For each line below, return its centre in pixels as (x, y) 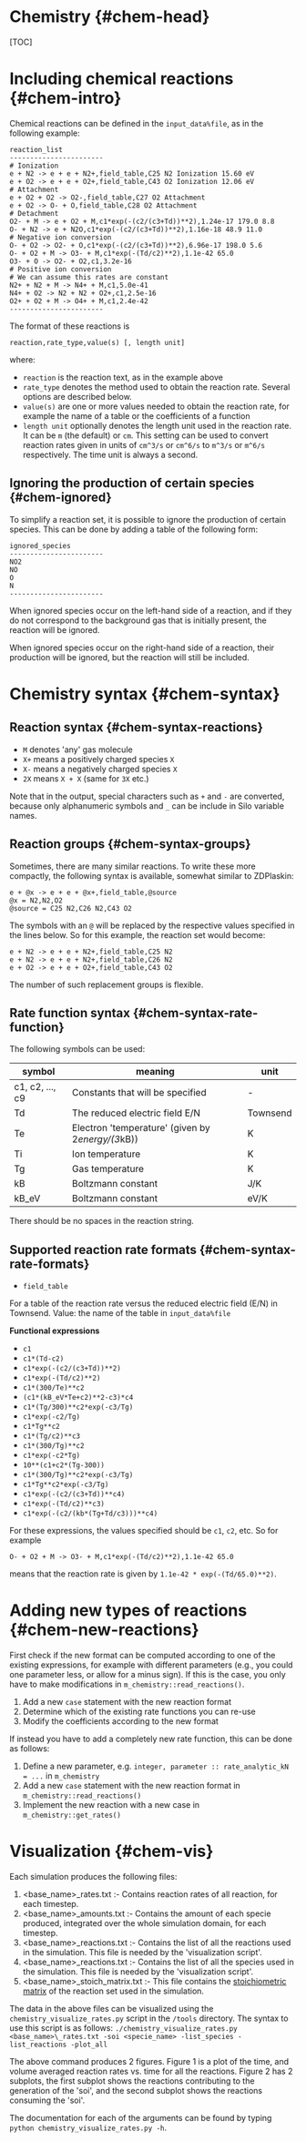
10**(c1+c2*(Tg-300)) (63, 1465)
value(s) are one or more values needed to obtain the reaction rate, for (156, 406)
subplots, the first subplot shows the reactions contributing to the (132, 2081)
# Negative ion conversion (61, 237)
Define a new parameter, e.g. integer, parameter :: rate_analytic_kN (156, 1766)
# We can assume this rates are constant (89, 277)
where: (23, 359)
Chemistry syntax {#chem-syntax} (145, 694)
